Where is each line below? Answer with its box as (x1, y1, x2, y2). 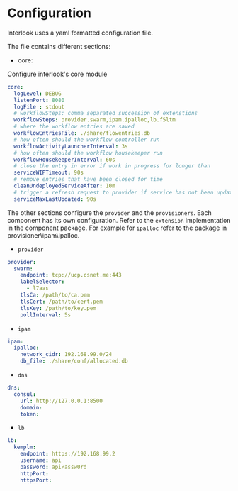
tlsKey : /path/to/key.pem (20, 304, 97, 311)
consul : (13, 390, 37, 398)
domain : (20, 404, 42, 411)
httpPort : (20, 470, 50, 477)
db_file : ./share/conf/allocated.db (20, 358, 129, 365)
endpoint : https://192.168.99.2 (20, 451, 115, 458)
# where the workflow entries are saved (13, 123, 135, 131)
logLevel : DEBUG (13, 90, 62, 97)
